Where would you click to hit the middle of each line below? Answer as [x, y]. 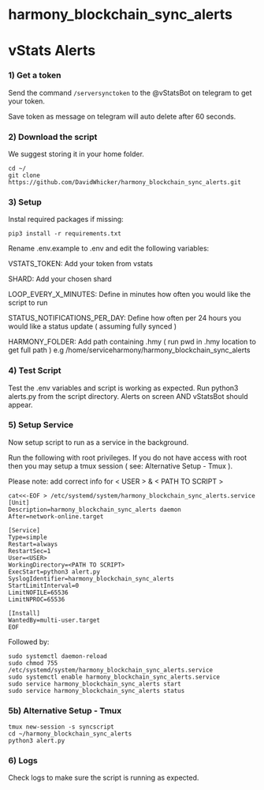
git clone [24, 175]
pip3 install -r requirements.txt [65, 234]
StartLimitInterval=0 [44, 585]
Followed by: [29, 641]
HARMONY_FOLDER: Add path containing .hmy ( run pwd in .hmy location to [132, 342]
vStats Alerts [52, 51]
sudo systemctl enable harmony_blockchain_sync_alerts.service [114, 677]
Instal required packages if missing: [66, 220]
